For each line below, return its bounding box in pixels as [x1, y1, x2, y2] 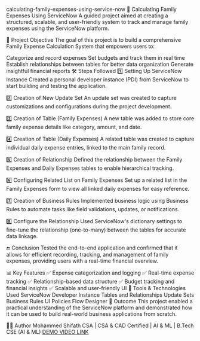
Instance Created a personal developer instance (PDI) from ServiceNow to [6, 76, 189, 83]
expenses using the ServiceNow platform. [6, 25, 109, 32]
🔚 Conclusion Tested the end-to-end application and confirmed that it [6, 244, 178, 251]
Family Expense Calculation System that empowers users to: [6, 42, 155, 50]
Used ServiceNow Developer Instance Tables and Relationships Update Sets [6, 291, 195, 299]
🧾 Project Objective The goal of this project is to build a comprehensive [6, 36, 181, 43]
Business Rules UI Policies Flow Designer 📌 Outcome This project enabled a [6, 298, 193, 305]
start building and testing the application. [6, 83, 107, 89]
